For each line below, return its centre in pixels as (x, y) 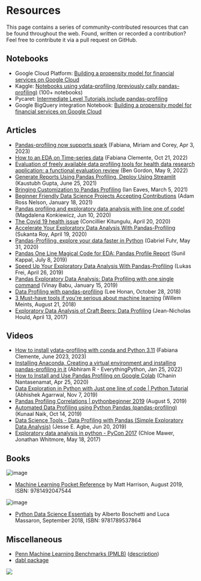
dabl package (32, 560)
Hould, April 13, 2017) (41, 317)
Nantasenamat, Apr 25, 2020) (52, 382)
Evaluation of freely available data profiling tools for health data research (105, 164)
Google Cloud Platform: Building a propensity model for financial (94, 73)
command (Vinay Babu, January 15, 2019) (66, 285)
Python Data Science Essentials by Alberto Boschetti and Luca (92, 514)
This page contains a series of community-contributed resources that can (97, 27)
